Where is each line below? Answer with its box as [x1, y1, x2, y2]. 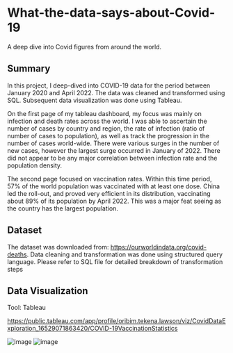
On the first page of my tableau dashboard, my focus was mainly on [7, 109, 202, 117]
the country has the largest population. [7, 204, 118, 213]
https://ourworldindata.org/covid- [110, 243, 207, 251]
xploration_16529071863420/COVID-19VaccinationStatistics [7, 325, 179, 333]
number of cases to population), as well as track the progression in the [7, 131, 210, 140]
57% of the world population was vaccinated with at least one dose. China [7, 182, 220, 190]
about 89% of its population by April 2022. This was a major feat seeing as [7, 197, 222, 205]
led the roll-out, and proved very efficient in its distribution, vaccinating [7, 189, 211, 197]
